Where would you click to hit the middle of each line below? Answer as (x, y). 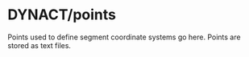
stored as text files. (39, 45)
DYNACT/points (62, 15)
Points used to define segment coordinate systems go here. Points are (124, 37)
